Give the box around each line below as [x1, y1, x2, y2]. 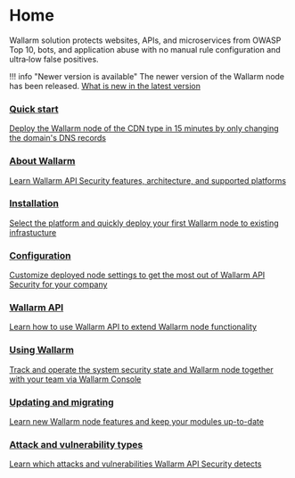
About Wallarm [9, 155, 76, 168]
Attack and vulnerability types [9, 438, 143, 450]
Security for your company [9, 279, 108, 290]
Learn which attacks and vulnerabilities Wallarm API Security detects [9, 458, 262, 469]
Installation [9, 197, 60, 210]
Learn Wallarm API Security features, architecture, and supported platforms [9, 175, 287, 185]
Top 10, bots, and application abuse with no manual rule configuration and [9, 44, 281, 54]
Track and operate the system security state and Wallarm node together [9, 364, 274, 375]
